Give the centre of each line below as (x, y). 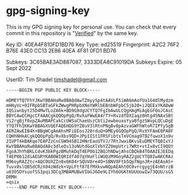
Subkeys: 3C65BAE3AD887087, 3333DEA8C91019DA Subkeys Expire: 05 (94, 62)
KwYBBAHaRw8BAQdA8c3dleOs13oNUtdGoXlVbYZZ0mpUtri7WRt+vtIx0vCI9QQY (90, 146)
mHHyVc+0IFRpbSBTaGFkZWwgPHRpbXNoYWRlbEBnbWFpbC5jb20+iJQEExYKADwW (90, 105)
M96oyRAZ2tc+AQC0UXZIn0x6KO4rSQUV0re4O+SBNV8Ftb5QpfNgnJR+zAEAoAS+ (90, 162)
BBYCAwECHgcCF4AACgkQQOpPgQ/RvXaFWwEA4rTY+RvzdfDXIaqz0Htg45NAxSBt (90, 116)
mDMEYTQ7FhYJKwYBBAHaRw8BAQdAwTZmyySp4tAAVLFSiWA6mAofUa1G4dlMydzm (90, 100)
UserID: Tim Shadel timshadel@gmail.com (57, 79)
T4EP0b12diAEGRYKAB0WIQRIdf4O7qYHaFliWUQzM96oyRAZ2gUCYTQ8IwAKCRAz (90, 156)
